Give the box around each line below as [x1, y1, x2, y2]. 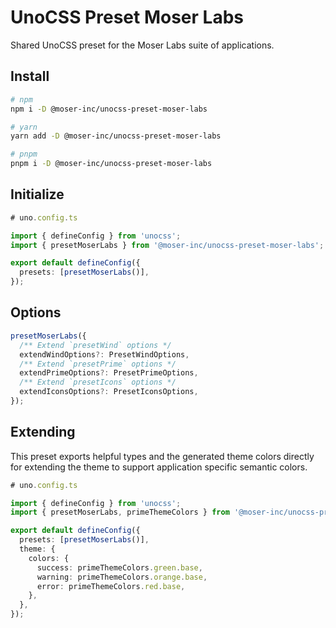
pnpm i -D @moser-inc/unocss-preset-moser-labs [10, 159, 213, 169]
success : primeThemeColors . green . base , [36, 562, 203, 573]
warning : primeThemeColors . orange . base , [36, 572, 208, 582]
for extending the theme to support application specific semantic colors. [10, 461, 308, 473]
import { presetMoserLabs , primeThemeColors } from [10, 507, 230, 518]
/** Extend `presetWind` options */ [19, 340, 172, 350]
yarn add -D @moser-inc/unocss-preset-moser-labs [10, 131, 222, 141]
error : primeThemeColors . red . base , [36, 581, 186, 591]
